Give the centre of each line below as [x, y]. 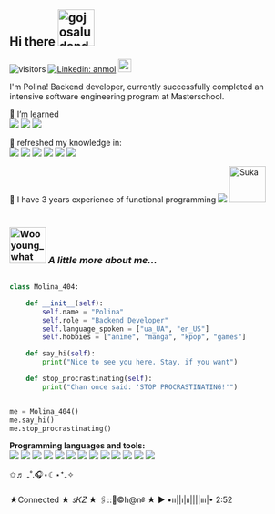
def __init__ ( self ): [65, 303]
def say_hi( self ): [61, 354]
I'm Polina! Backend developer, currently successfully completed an [137, 87]
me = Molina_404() [44, 411]
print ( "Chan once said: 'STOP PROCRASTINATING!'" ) [140, 387]
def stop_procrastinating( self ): [89, 379]
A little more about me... [102, 260]
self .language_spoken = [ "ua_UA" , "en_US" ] [126, 329]
